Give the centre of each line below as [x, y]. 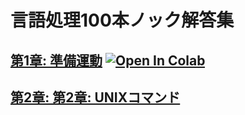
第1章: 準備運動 [56, 60]
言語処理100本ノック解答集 [122, 20]
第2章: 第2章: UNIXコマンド [95, 97]
